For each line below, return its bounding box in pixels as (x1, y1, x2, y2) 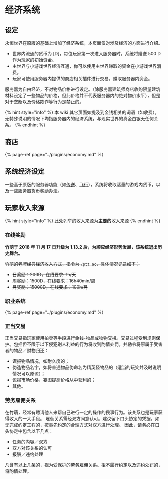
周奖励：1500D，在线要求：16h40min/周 (12, 278, 96, 284)
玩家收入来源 (5, 204, 45, 212)
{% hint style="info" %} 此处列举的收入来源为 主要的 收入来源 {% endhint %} (5, 218, 161, 224)
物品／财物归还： (13, 348, 49, 354)
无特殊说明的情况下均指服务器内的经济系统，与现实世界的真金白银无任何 (5, 116, 154, 121)
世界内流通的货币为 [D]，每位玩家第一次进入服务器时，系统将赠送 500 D (12, 51, 161, 56)
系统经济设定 (5, 167, 45, 176)
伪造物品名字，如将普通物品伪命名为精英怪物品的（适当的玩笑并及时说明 (12, 364, 161, 370)
